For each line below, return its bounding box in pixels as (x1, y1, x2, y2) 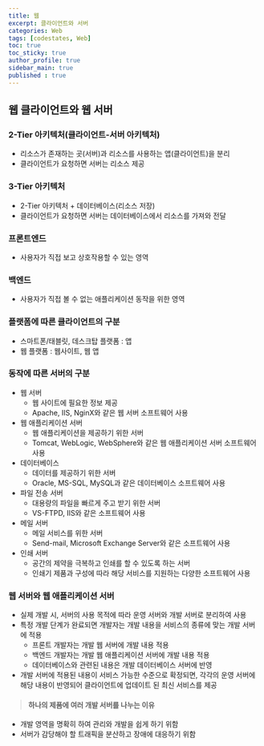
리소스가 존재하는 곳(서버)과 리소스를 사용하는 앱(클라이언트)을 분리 (19, 149, 230, 159)
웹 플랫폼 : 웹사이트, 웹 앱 (19, 346, 100, 355)
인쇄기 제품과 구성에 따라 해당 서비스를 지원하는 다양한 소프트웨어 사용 (31, 568, 251, 578)
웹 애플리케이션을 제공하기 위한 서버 (31, 428, 144, 437)
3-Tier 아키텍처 (8, 181, 66, 193)
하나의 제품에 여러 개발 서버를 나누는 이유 (27, 699, 155, 710)
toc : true (8, 42, 42, 50)
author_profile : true (8, 57, 81, 65)
